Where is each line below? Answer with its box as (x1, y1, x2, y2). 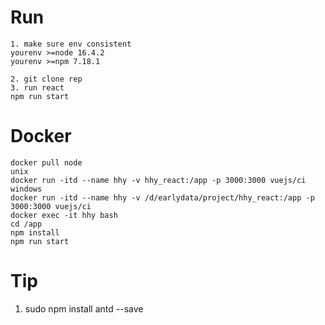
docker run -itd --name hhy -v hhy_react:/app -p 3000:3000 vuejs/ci (10, 175, 307, 185)
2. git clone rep (10, 74, 83, 84)
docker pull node (10, 157, 83, 168)
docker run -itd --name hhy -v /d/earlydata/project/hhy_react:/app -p (10, 192, 315, 203)
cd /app (10, 219, 43, 229)
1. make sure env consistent (10, 39, 132, 49)
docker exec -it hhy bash (10, 210, 118, 220)
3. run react (10, 82, 65, 93)
